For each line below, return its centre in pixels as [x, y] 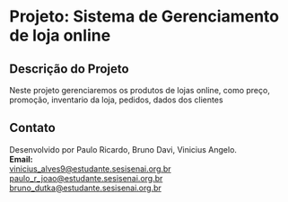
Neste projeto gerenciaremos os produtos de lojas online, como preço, [140, 90]
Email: [21, 159]
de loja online [60, 35]
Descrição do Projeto [69, 69]
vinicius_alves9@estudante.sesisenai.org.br [91, 169]
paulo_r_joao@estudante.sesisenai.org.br [86, 178]
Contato [32, 128]
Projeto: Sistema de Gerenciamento [144, 17]
